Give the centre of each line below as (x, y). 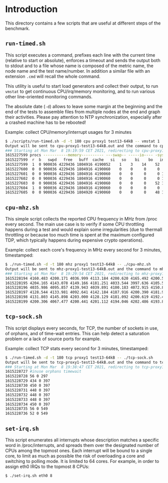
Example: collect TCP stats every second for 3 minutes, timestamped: (77, 348)
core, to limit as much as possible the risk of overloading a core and (75, 456)
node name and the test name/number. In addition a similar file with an (77, 71)
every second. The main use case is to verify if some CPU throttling (75, 224)
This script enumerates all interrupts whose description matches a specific (82, 440)
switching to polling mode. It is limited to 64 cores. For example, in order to (82, 461)
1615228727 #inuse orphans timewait (43, 372)
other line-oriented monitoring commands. (49, 97)
